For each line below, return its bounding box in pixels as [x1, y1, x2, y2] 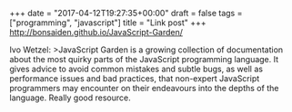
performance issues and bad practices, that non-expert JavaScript [9, 73, 260, 84]
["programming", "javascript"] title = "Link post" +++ [9, 17, 206, 28]
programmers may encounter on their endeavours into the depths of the [9, 83, 279, 93]
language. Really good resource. [9, 92, 131, 103]
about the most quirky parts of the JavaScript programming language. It [9, 54, 279, 64]
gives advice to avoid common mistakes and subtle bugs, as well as [9, 63, 264, 74]
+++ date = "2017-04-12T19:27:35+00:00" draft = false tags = [9, 8, 243, 18]
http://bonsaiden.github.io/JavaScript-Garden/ [9, 27, 184, 37]
